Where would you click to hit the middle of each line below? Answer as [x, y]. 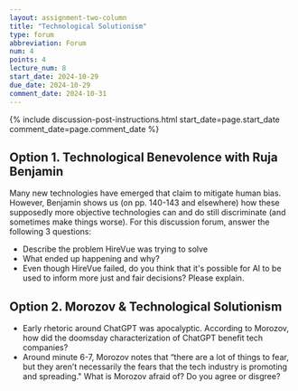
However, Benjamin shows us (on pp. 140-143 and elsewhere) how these [144, 203]
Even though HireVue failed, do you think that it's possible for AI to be [152, 269]
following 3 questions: [51, 232]
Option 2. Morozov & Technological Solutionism [146, 306]
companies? [45, 348]
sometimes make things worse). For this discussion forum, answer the [140, 222]
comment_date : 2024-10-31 [58, 93]
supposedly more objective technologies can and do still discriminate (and [148, 213]
